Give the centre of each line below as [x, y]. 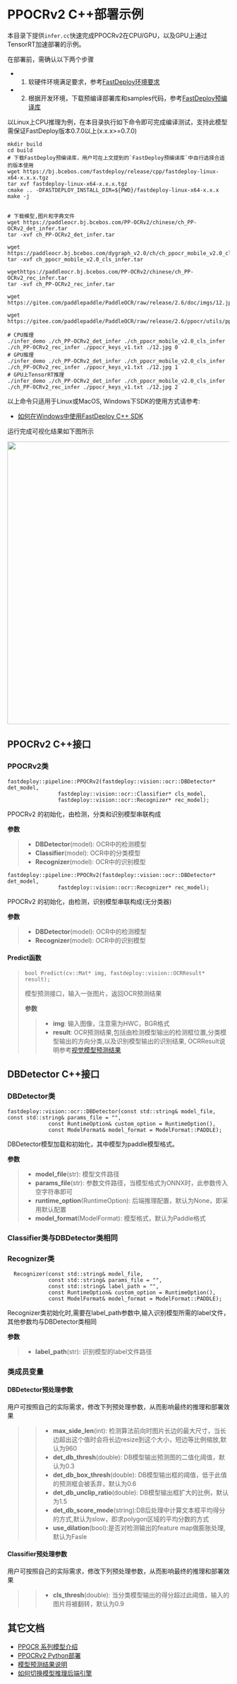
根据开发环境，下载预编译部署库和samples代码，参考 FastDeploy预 [124, 98]
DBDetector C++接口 [54, 1074]
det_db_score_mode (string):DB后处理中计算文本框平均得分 [139, 1510]
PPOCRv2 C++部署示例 [75, 14]
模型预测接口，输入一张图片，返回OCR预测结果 [93, 993]
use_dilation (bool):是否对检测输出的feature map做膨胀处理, [139, 1528]
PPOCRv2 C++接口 [49, 744]
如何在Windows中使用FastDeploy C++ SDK [80, 416]
